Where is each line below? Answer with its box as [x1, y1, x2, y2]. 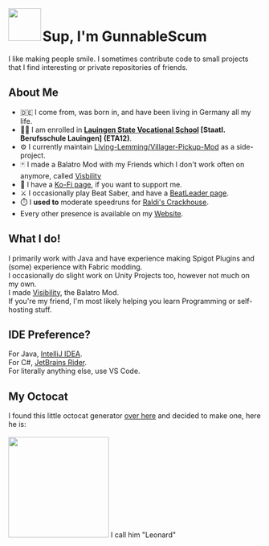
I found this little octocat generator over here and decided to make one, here [8, 411, 261, 421]
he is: [8, 420, 26, 429]
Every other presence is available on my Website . [19, 208, 184, 218]
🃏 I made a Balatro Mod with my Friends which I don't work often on [19, 159, 245, 169]
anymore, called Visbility [19, 170, 102, 180]
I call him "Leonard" [110, 530, 177, 540]
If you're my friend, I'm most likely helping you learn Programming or [8, 296, 236, 306]
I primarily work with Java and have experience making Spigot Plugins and [8, 253, 255, 263]
